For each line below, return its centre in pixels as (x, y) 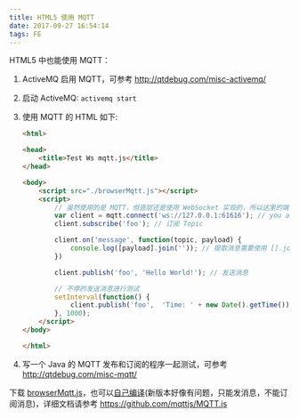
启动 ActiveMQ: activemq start (79, 98)
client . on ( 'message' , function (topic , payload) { (148, 240)
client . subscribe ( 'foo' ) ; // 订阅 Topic (129, 224)
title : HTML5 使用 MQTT (52, 17)
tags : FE (25, 34)
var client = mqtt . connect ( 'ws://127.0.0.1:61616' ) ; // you (168, 216)
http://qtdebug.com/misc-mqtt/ (80, 374)
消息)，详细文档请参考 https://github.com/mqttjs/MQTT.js (122, 403)
